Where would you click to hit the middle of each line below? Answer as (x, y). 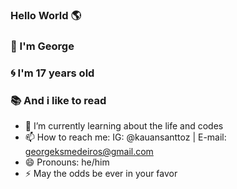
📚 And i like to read (58, 100)
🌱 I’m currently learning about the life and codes (124, 126)
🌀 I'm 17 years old (52, 73)
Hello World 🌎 (46, 15)
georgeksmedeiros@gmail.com (89, 152)
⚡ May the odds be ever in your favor (101, 174)
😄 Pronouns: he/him (67, 162)
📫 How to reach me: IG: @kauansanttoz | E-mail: (125, 137)
